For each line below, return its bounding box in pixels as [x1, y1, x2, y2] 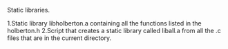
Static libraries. [7, 6, 50, 14]
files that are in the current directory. [7, 34, 112, 42]
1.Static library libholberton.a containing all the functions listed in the [7, 19, 202, 27]
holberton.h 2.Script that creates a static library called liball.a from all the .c [7, 27, 221, 35]
